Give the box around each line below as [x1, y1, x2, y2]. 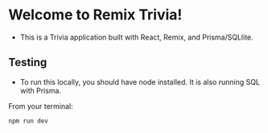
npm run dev [8, 117, 48, 125]
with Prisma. [19, 85, 62, 95]
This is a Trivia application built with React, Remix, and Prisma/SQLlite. [19, 32, 254, 42]
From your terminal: [8, 101, 74, 110]
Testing [8, 56, 47, 69]
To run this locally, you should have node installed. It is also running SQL [19, 77, 260, 86]
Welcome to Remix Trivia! [8, 6, 183, 24]
